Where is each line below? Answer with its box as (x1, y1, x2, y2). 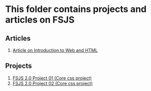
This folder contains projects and (5, 3, 147, 15)
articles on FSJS (5, 14, 74, 25)
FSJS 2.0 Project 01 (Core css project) (12, 75, 92, 81)
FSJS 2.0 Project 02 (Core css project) (12, 80, 93, 86)
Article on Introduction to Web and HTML (12, 47, 98, 53)
